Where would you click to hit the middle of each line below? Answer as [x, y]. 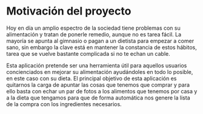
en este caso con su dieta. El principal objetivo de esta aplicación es [92, 78]
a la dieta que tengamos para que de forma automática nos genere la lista [98, 98]
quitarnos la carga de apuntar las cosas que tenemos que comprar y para [98, 85]
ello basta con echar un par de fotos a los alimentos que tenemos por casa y [102, 91]
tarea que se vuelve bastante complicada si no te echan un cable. [88, 53]
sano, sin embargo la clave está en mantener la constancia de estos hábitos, [101, 47]
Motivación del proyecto [69, 11]
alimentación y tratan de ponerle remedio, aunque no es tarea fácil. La [94, 34]
